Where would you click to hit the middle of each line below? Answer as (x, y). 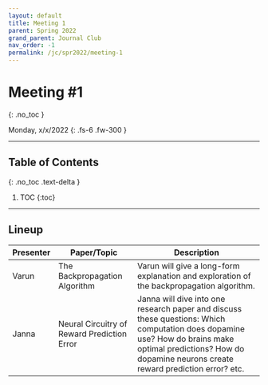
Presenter (32, 252)
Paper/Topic (94, 252)
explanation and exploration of (194, 276)
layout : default (35, 16)
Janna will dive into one (181, 299)
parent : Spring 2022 (43, 30)
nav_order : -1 (32, 46)
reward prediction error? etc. (191, 368)
